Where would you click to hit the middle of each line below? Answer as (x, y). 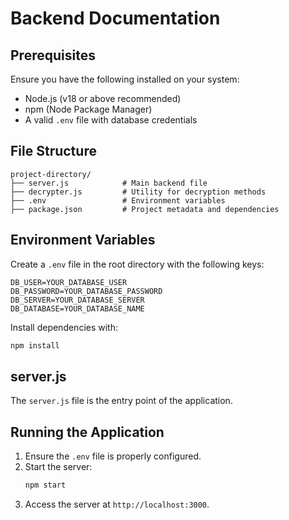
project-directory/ (51, 174)
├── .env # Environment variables (118, 200)
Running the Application (87, 432)
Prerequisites (53, 55)
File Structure (53, 151)
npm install (35, 345)
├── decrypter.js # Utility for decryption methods (138, 192)
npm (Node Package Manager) (88, 109)
